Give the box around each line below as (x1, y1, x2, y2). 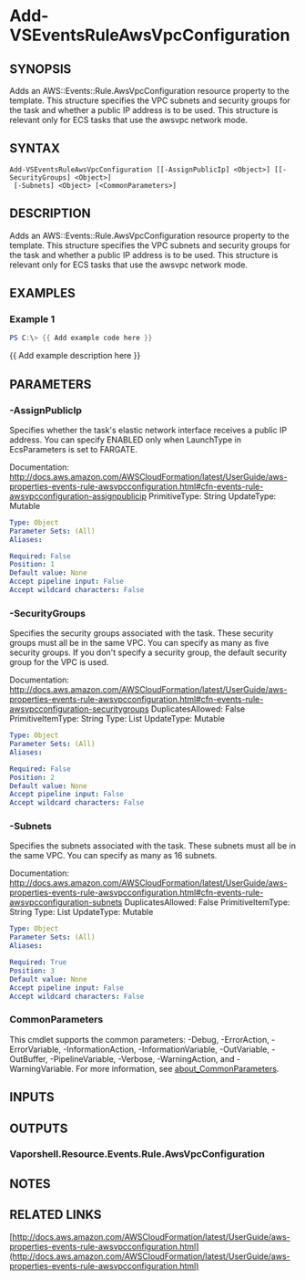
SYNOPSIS (9, 61, 72, 77)
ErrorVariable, (9, 1044, 62, 1055)
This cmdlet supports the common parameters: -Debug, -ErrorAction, (9, 1034, 270, 1045)
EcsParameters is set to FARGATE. (9, 443, 138, 454)
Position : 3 (9, 966, 55, 975)
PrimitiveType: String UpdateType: (148, 490, 277, 502)
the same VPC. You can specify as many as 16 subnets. (9, 850, 218, 861)
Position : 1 (9, 560, 55, 569)
